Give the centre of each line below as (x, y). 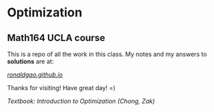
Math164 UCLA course (56, 38)
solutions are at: (31, 61)
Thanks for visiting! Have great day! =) (61, 88)
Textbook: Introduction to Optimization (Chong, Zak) (81, 101)
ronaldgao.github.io (35, 74)
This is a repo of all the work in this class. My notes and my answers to (107, 54)
